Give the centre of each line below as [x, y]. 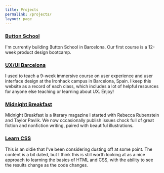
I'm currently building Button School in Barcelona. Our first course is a [76, 47]
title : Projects [22, 10]
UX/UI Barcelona [25, 65]
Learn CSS [18, 138]
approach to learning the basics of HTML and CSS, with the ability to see [79, 160]
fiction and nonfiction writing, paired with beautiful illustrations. [69, 126]
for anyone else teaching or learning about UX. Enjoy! [60, 91]
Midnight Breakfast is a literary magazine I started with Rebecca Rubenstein [82, 115]
